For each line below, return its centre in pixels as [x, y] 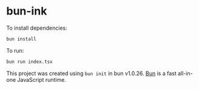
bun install [21, 39]
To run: [15, 50]
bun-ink [27, 11]
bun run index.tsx [29, 62]
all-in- [185, 73]
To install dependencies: [37, 28]
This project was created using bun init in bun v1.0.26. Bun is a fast [92, 73]
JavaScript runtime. [42, 79]
